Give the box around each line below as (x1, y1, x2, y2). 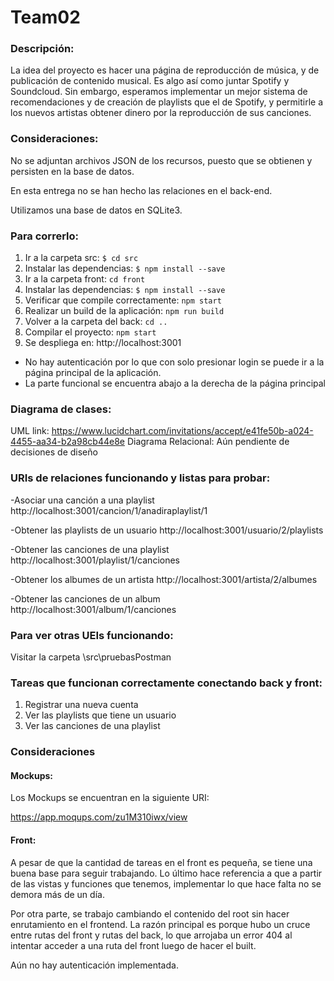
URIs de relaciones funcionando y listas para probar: (10, 471, 271, 485)
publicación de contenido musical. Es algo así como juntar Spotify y (10, 75, 290, 87)
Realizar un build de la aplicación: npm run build (24, 305, 225, 317)
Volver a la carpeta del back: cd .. (24, 316, 168, 328)
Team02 (10, 6, 81, 29)
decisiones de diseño (10, 446, 98, 458)
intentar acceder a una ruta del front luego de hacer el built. (10, 939, 257, 951)
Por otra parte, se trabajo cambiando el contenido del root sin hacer (10, 907, 290, 920)
